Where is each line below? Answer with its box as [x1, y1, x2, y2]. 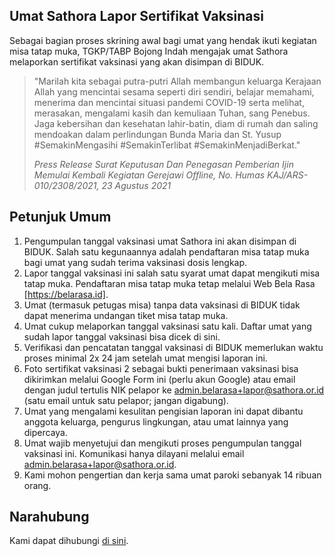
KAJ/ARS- [267, 169, 309, 181]
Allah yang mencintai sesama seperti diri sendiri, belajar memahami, [33, 85, 315, 98]
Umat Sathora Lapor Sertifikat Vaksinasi [9, 8, 265, 25]
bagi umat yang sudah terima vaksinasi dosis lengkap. [23, 256, 248, 268]
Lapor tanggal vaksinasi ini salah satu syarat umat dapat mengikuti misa [23, 267, 321, 279]
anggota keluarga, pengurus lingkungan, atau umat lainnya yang [23, 415, 289, 428]
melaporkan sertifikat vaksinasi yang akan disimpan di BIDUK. [9, 55, 265, 68]
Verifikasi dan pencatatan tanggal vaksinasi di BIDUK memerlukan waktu [23, 341, 324, 353]
